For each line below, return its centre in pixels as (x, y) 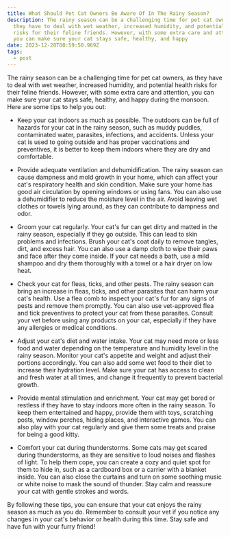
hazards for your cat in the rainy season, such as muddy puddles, (109, 127)
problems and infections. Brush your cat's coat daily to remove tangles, (118, 241)
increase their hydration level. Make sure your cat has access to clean (115, 370)
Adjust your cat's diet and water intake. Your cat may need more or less (118, 341)
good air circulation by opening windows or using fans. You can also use (119, 191)
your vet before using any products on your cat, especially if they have (117, 320)
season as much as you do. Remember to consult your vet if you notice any (113, 512)
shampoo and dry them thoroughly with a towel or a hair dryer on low (115, 263)
